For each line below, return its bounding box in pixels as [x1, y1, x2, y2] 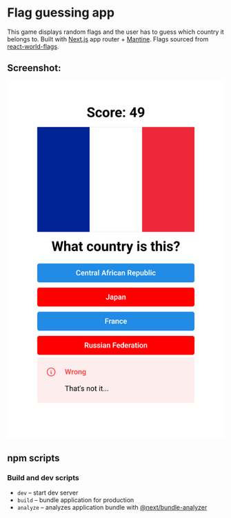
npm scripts [7, 452, 60, 464]
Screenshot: [7, 62, 61, 74]
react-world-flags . [7, 42, 59, 50]
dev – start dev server [17, 488, 79, 497]
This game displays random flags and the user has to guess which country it [7, 28, 224, 36]
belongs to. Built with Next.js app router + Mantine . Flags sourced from [7, 34, 209, 43]
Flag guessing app [7, 5, 115, 21]
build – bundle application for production [17, 496, 134, 504]
